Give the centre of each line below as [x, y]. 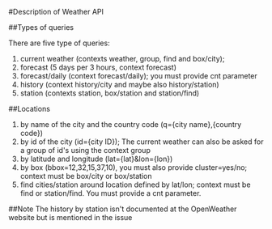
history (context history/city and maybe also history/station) [120, 85]
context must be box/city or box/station [86, 176]
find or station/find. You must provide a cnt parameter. [110, 193]
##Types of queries [41, 27]
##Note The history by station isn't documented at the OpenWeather [123, 209]
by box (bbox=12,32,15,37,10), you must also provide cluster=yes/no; [134, 168]
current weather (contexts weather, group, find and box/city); [122, 59]
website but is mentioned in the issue [70, 217]
